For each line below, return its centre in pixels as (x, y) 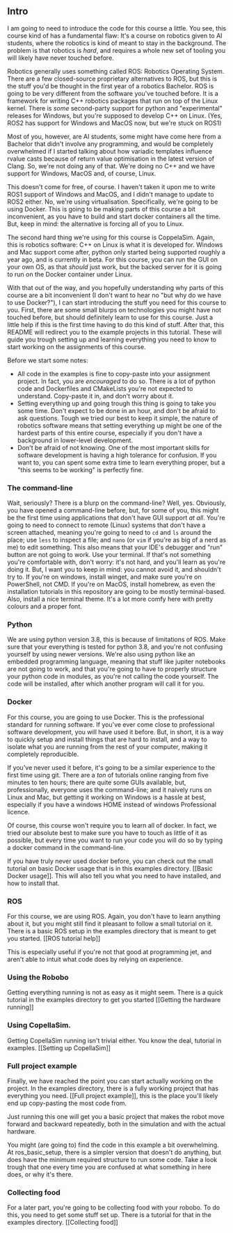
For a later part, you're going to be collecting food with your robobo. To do (114, 1208)
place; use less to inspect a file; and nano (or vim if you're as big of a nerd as (117, 540)
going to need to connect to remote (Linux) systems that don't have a (106, 525)
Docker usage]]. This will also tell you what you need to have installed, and (114, 876)
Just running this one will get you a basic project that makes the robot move (116, 1116)
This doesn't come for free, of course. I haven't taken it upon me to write (111, 186)
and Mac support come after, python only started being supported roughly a (116, 252)
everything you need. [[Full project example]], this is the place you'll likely (113, 1095)
